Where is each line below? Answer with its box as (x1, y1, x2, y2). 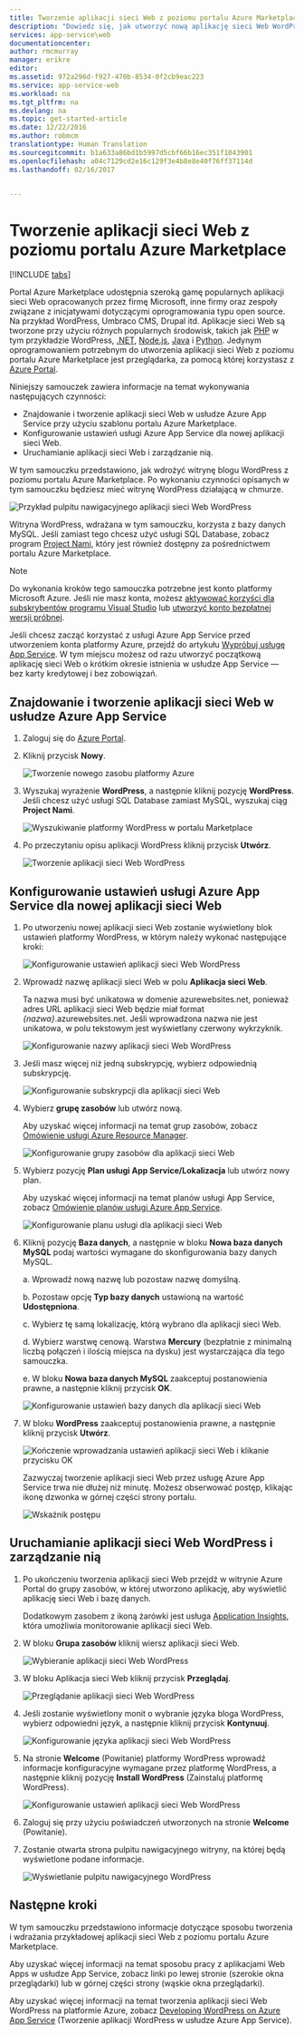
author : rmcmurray (9, 47, 79, 56)
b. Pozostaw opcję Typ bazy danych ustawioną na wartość (22, 1291, 244, 1302)
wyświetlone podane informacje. (22, 1854, 145, 1864)
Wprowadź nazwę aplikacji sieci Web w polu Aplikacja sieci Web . (22, 976, 269, 987)
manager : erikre (9, 55, 71, 64)
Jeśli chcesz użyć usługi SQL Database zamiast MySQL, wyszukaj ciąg (22, 795, 288, 806)
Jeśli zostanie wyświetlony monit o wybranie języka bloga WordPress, (22, 1708, 284, 1718)
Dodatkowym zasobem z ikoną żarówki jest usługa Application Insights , (22, 1611, 290, 1621)
